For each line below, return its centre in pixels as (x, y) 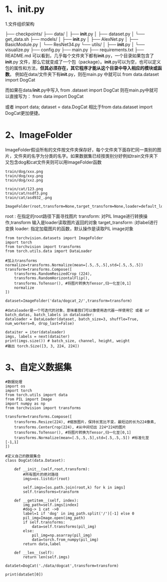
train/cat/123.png (24, 189)
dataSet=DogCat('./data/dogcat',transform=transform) (62, 566)
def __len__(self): (34, 553)
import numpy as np (25, 404)
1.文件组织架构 (20, 24)
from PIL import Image (29, 399)
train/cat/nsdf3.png (27, 193)
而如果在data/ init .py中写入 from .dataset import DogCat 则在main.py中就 (80, 90)
